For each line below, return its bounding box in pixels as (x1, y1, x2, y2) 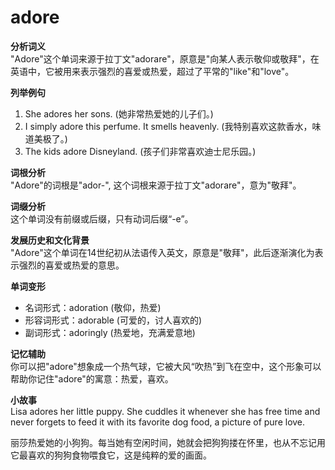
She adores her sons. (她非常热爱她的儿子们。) (24, 107, 214, 120)
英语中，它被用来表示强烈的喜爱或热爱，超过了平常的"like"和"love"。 (10, 65, 295, 77)
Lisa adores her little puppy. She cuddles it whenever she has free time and (10, 405, 321, 417)
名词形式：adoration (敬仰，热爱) (24, 301, 162, 313)
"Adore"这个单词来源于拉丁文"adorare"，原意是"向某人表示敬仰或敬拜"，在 (10, 52, 320, 65)
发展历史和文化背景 (10, 234, 90, 246)
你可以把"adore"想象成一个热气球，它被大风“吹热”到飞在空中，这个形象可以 (10, 360, 322, 372)
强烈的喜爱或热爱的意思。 (18, 259, 125, 271)
